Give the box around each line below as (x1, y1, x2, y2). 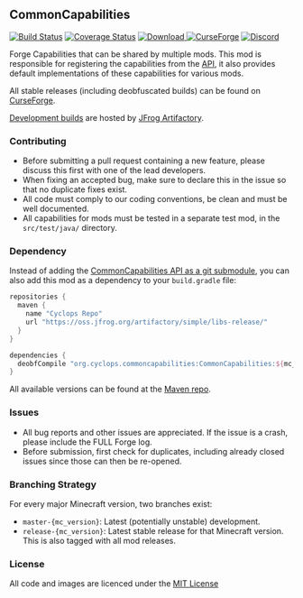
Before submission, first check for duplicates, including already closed (22, 446, 285, 456)
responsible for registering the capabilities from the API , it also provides (9, 58, 276, 69)
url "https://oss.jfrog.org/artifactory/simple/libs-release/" (25, 317, 269, 327)
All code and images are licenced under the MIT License (9, 578, 219, 589)
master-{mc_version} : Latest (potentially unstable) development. (22, 516, 261, 527)
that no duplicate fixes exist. (22, 184, 128, 195)
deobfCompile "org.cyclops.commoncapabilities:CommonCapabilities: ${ (17, 359, 284, 368)
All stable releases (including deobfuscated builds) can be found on (9, 85, 262, 96)
